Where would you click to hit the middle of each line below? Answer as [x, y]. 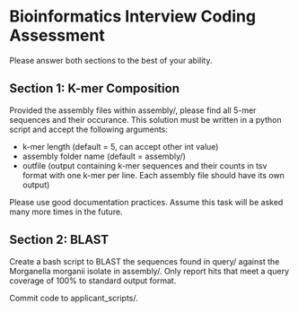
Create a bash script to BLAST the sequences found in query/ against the [145, 261]
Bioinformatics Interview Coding [133, 17]
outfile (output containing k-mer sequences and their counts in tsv [145, 165]
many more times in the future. [66, 212]
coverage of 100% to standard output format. [93, 281]
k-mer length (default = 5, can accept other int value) [120, 146]
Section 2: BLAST [59, 240]
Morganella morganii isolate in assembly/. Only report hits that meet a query [149, 271]
